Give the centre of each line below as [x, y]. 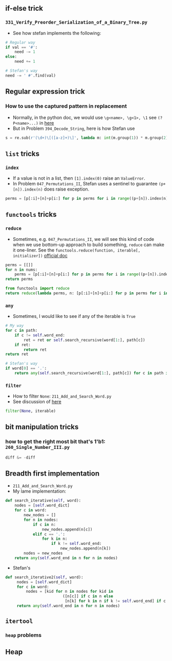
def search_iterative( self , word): [43, 501]
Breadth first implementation [52, 474]
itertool [19, 621]
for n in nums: [21, 270]
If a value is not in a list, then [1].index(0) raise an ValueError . [79, 178]
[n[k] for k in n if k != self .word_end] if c [115, 601]
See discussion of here [37, 402]
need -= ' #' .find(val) [31, 75]
